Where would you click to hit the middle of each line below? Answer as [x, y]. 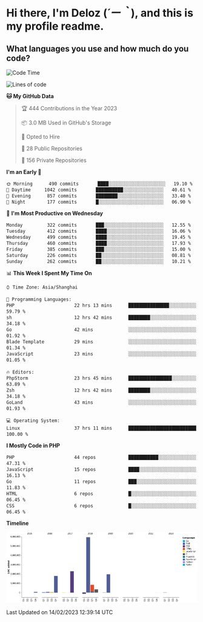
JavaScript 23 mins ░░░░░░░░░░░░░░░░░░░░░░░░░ [101, 354]
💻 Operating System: [33, 421]
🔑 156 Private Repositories [54, 160]
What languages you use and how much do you [98, 49]
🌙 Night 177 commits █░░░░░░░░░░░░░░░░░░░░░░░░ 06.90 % [98, 202]
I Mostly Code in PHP [33, 446]
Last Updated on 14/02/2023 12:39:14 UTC [60, 612]
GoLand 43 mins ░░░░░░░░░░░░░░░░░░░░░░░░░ [101, 403]
